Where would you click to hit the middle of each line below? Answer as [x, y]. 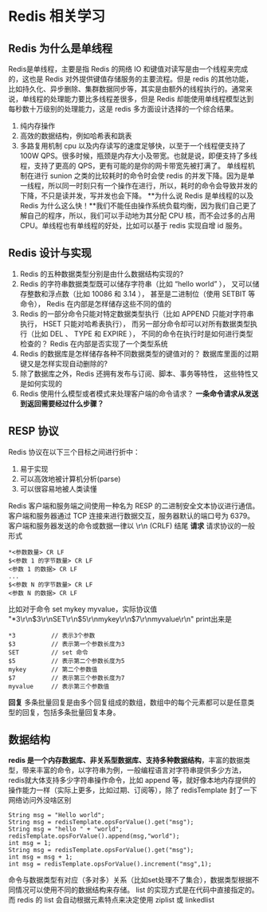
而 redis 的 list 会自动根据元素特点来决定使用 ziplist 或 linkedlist [112, 900]
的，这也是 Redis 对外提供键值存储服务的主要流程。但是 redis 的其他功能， [131, 79]
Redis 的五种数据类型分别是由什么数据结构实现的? [102, 274]
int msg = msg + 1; [41, 857]
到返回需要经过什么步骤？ [62, 403]
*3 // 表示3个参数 [52, 635]
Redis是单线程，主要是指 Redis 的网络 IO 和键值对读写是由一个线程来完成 [128, 69]
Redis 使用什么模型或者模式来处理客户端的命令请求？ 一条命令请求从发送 [139, 393]
